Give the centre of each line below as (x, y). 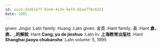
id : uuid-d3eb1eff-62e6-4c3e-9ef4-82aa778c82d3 (54, 9)
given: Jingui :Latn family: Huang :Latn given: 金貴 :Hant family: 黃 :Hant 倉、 (82, 28)
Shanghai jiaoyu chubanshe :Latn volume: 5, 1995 (56, 39)
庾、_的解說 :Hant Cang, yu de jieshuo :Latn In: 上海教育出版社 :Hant (74, 34)
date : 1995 (16, 14)
